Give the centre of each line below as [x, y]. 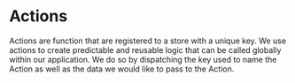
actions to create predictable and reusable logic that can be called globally [145, 49]
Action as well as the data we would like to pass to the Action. [122, 69]
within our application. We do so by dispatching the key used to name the [143, 59]
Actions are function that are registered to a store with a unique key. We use [147, 41]
